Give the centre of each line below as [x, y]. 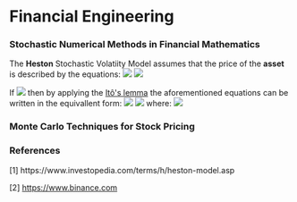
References [35, 151]
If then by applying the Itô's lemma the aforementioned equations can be [149, 93]
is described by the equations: [65, 74]
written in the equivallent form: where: [90, 104]
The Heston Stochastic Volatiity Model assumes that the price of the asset [147, 63]
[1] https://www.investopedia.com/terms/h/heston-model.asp [122, 170]
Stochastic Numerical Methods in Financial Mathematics [135, 45]
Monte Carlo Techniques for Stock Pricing [102, 127]
